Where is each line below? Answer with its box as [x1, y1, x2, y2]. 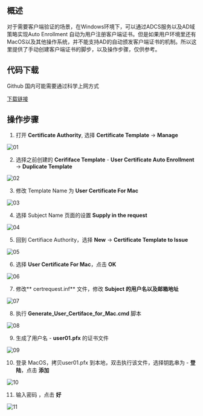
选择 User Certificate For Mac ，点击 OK [15, 261, 117, 268]
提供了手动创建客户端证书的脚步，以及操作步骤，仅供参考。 [11, 45, 161, 53]
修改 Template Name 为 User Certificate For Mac [15, 187, 138, 195]
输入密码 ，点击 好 [15, 391, 62, 398]
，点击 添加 [21, 366, 50, 374]
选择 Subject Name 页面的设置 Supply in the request [15, 212, 147, 219]
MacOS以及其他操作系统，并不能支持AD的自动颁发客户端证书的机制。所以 [7, 38, 192, 45]
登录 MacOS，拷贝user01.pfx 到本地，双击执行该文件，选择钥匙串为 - [15, 359, 189, 366]
